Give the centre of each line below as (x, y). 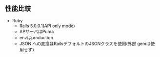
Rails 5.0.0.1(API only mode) (47, 26)
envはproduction (36, 37)
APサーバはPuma (37, 31)
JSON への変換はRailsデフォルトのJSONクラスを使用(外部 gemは (85, 43)
